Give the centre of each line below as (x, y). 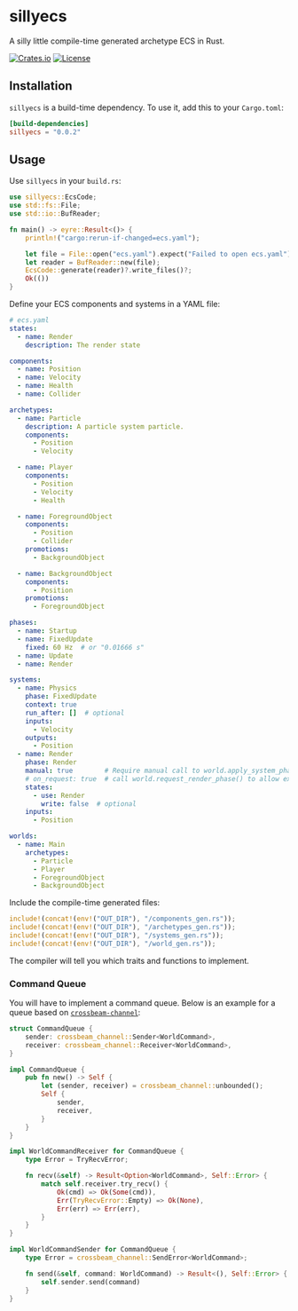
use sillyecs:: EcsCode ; (53, 197)
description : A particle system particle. (105, 426)
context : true (51, 705)
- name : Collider (49, 394)
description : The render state (83, 345)
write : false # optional (89, 804)
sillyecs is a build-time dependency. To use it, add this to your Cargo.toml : (146, 107)
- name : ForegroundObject (65, 517)
